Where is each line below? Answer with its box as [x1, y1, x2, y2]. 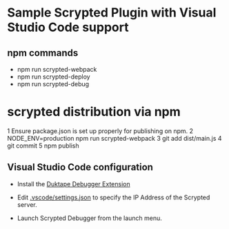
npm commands [7, 47, 79, 59]
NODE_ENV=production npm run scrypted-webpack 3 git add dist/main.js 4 [7, 134, 222, 142]
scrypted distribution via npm [7, 104, 181, 120]
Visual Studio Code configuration [7, 161, 154, 173]
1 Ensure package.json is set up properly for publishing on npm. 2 [7, 126, 194, 135]
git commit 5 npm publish [7, 141, 79, 150]
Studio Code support [7, 19, 129, 35]
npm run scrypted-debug [17, 80, 90, 88]
